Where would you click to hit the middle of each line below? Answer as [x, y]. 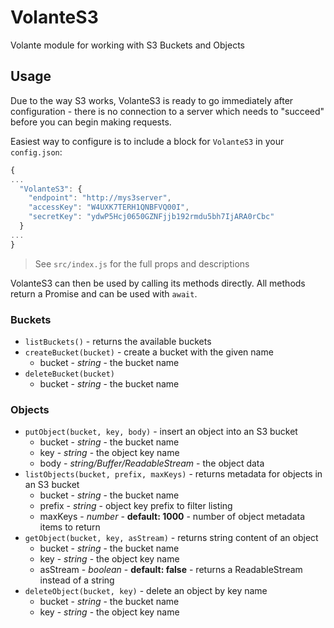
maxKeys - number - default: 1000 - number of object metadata [172, 517]
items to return [70, 527]
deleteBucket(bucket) [69, 374]
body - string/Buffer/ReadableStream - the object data [152, 463]
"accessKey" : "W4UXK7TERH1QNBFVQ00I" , [109, 207]
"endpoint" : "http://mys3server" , [100, 198]
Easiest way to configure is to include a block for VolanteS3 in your [147, 141]
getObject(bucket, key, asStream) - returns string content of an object [171, 538]
